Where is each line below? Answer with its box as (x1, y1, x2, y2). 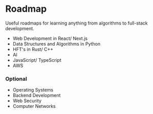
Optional (5, 75, 27, 82)
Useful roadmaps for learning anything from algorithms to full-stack (5, 20, 148, 26)
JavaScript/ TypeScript (12, 57, 61, 63)
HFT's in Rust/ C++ (12, 46, 54, 52)
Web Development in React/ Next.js (12, 35, 88, 41)
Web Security (12, 98, 42, 104)
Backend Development (12, 93, 61, 99)
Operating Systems (12, 87, 54, 93)
